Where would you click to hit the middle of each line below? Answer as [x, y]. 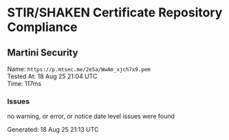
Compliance [42, 27]
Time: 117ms [24, 83]
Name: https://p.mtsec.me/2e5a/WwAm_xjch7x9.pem [79, 69]
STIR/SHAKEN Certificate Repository [115, 13]
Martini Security [43, 52]
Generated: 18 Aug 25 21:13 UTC [53, 130]
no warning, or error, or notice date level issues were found [91, 116]
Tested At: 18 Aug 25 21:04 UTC [52, 76]
